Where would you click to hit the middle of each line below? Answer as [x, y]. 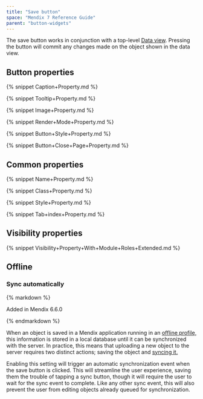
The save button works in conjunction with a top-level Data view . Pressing [98, 41]
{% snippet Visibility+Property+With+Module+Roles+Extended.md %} [93, 248]
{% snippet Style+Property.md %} [49, 203]
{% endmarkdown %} [33, 321]
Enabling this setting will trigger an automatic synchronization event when [98, 363]
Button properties [40, 72]
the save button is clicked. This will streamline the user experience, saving [99, 370]
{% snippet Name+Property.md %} [50, 179]
